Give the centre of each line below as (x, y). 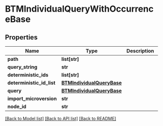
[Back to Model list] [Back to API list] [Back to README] (61, 118)
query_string (23, 67)
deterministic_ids (28, 75)
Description (140, 51)
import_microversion (32, 99)
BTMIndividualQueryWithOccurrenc (79, 9)
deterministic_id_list (32, 83)
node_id (17, 107)
